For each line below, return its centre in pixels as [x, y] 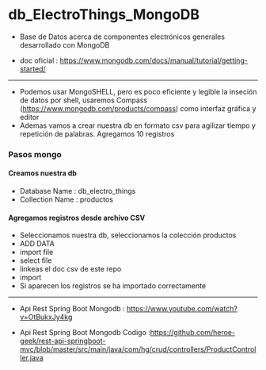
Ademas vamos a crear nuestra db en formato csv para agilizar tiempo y [137, 125]
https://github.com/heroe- [193, 333]
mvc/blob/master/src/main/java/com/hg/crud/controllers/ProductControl [138, 349]
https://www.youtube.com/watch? [182, 309]
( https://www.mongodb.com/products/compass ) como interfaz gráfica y [138, 108]
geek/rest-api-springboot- [63, 341]
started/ [32, 68]
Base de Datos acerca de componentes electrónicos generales [122, 37]
